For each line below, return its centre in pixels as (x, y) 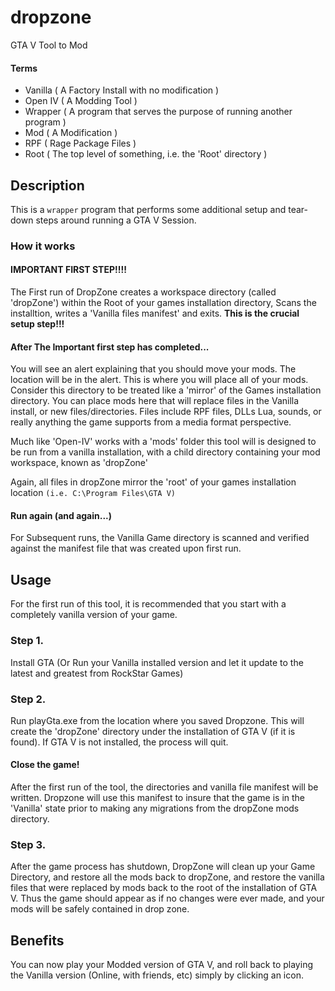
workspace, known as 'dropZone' (79, 463)
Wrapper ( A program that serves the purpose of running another (158, 112)
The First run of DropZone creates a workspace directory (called (143, 292)
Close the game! (45, 765)
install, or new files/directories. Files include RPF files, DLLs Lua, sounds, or (166, 412)
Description (47, 185)
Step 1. (27, 641)
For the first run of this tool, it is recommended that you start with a (148, 604)
